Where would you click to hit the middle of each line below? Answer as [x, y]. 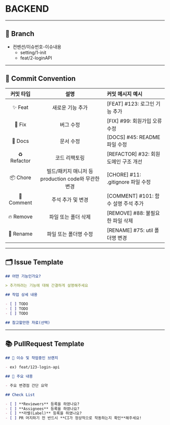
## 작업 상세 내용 [22, 295]
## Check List [20, 394]
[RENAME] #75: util [130, 230]
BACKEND [27, 9]
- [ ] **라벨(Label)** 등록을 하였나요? [44, 413]
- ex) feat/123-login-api [32, 367]
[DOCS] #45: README [134, 137]
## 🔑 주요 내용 [19, 377]
